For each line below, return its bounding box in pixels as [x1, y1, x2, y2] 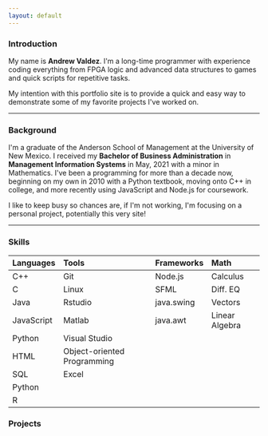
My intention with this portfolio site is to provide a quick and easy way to [8, 89, 246, 98]
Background [8, 125, 57, 136]
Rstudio [63, 296, 92, 307]
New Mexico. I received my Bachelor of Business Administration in [8, 151, 231, 161]
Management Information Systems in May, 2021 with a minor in [8, 160, 219, 169]
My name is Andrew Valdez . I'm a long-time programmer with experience [8, 56, 251, 65]
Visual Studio [63, 332, 113, 343]
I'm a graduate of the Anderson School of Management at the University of [8, 143, 254, 153]
